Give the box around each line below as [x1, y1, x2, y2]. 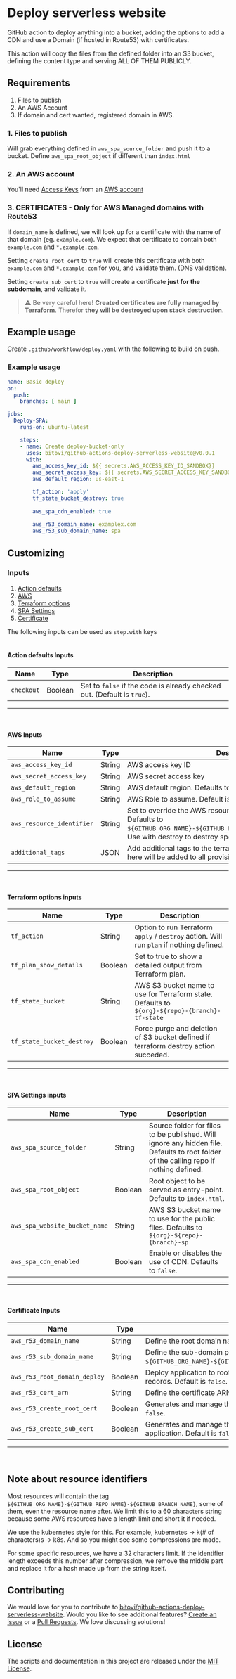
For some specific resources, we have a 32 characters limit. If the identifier [7, 1549, 224, 1557]
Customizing [7, 547, 65, 559]
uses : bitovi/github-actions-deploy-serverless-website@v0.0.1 [25, 449, 216, 456]
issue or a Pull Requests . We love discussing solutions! [7, 1618, 166, 1626]
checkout [11, 686, 40, 694]
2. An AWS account [7, 169, 75, 179]
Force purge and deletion [134, 1024, 218, 1034]
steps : [20, 436, 39, 444]
